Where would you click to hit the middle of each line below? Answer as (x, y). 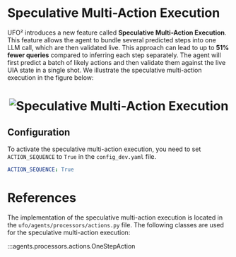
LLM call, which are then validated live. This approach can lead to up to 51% (118, 47)
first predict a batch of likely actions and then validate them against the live (117, 62)
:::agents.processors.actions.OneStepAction (71, 246)
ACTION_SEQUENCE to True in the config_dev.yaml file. (82, 156)
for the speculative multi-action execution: (69, 232)
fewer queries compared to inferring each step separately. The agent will (114, 55)
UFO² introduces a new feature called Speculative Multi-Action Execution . (117, 32)
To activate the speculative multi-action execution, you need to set (104, 149)
